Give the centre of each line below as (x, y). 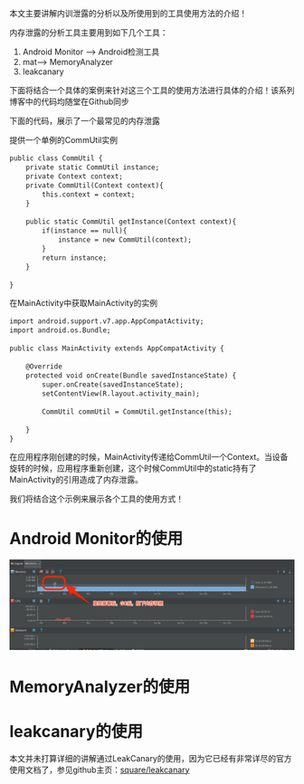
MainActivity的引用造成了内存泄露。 (76, 479)
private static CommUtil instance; (93, 167)
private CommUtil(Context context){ (95, 186)
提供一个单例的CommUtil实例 (63, 140)
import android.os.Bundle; (60, 330)
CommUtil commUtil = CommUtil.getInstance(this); (137, 412)
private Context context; (75, 177)
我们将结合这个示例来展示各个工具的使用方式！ (96, 499)
